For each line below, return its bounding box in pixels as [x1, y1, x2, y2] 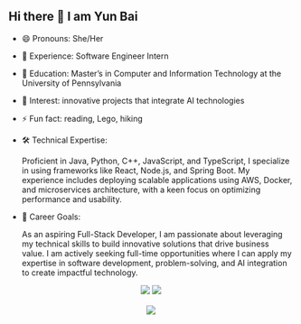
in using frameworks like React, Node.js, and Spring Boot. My [21, 164, 250, 176]
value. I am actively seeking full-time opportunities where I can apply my [21, 247, 293, 258]
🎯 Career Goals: [21, 211, 81, 222]
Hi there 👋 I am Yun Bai [8, 9, 138, 24]
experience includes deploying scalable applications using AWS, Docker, [21, 174, 293, 185]
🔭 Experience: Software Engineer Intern [21, 51, 169, 61]
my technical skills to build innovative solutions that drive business [21, 238, 269, 249]
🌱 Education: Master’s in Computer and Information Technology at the [21, 68, 282, 79]
